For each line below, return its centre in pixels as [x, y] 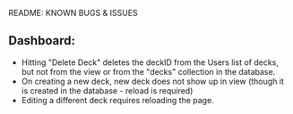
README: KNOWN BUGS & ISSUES [73, 13]
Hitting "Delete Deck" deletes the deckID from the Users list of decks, [150, 62]
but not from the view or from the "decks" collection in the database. [148, 71]
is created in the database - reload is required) [107, 90]
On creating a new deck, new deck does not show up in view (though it [152, 81]
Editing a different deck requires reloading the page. [117, 100]
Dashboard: [42, 41]
